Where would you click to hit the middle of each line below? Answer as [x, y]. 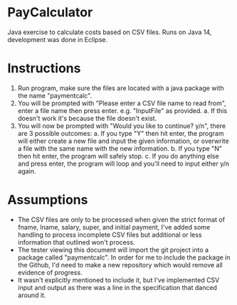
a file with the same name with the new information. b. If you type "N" [120, 148]
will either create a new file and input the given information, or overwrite [123, 141]
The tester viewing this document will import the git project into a [113, 250]
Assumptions [48, 200]
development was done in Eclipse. [58, 39]
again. [27, 171]
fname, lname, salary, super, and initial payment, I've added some [114, 227]
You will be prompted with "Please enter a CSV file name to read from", [122, 103]
